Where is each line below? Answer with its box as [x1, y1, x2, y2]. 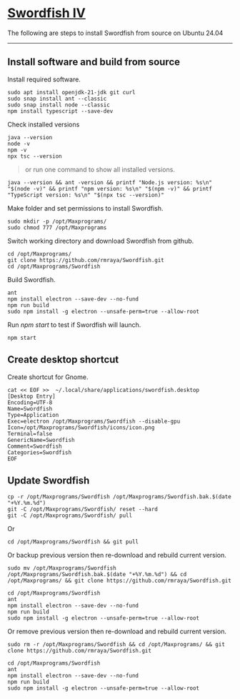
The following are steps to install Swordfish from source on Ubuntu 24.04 [7, 29, 224, 37]
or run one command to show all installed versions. [24, 165, 175, 174]
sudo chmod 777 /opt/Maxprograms [7, 223, 107, 231]
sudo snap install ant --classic [7, 95, 107, 102]
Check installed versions [7, 120, 80, 129]
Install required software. [7, 75, 81, 84]
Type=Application [7, 411, 59, 418]
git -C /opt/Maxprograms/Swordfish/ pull [7, 512, 133, 519]
